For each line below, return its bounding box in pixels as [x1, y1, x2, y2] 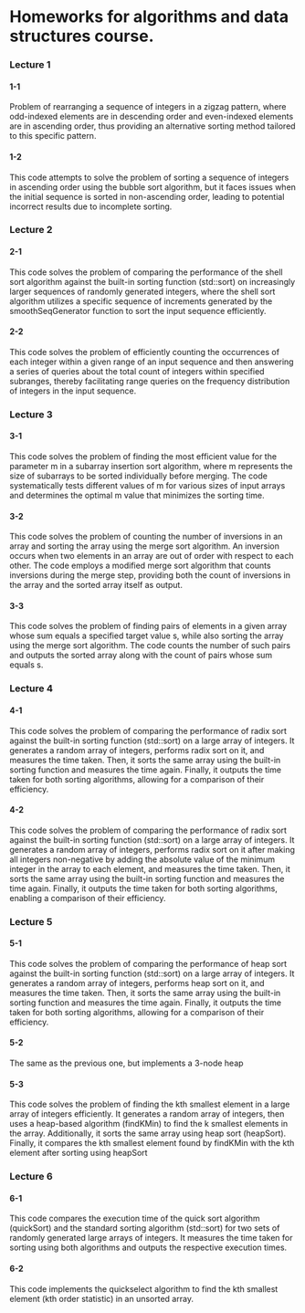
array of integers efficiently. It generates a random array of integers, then [9, 1108, 285, 1119]
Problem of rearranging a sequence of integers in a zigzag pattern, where [9, 101, 287, 112]
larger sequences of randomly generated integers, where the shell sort [9, 286, 276, 297]
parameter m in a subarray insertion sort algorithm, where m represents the [9, 460, 294, 471]
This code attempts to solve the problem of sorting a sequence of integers [9, 172, 289, 183]
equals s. [9, 659, 44, 670]
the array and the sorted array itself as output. [9, 580, 183, 591]
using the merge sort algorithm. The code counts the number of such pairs [9, 640, 290, 651]
